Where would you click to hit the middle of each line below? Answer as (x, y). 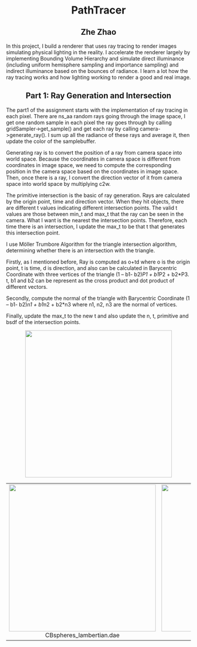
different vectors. (27, 286)
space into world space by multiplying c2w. (58, 184)
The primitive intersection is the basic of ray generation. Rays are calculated (98, 195)
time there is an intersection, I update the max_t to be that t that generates (95, 226)
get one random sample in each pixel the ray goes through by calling (89, 122)
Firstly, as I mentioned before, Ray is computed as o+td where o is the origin (98, 262)
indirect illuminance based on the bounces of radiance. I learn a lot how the (97, 71)
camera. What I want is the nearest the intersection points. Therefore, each (97, 220)
